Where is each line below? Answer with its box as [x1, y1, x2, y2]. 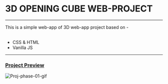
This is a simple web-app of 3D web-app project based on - [5, 24, 129, 30]
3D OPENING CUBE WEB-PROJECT [5, 3, 153, 14]
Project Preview [5, 61, 44, 68]
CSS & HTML [12, 39, 39, 45]
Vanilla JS [12, 44, 33, 50]
